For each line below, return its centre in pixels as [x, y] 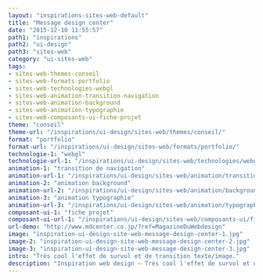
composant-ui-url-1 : [42, 220]
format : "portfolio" [42, 139]
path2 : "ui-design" [40, 45]
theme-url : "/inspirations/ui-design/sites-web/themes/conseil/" [117, 132]
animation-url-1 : [36, 176]
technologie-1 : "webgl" [47, 154]
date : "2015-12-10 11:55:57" [56, 30]
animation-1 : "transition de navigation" [77, 169]
